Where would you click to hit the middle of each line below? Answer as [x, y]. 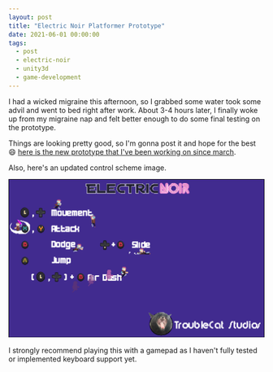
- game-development [49, 77]
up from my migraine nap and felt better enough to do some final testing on [134, 119]
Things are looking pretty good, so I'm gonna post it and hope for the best [132, 143]
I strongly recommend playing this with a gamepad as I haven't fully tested [133, 350]
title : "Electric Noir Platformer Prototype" [87, 26]
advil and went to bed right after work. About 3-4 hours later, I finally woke [133, 110]
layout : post [30, 17]
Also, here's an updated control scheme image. [87, 168]
